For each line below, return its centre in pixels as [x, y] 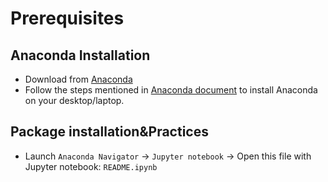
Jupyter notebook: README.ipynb [91, 166]
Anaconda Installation [80, 55]
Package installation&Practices [109, 132]
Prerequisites [67, 18]
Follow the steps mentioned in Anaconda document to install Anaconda [171, 90]
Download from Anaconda [78, 79]
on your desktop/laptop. [74, 100]
